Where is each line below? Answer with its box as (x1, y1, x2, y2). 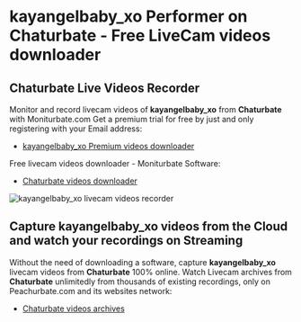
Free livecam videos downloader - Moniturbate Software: (9, 158, 221, 168)
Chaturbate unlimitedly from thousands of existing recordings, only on (9, 276, 271, 287)
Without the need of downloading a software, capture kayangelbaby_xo (9, 256, 277, 267)
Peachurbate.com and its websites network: (9, 285, 173, 296)
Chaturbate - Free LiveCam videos (9, 25, 271, 46)
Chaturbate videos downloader (22, 175, 137, 186)
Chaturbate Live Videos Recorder (9, 80, 200, 95)
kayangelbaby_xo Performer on (9, 6, 248, 27)
